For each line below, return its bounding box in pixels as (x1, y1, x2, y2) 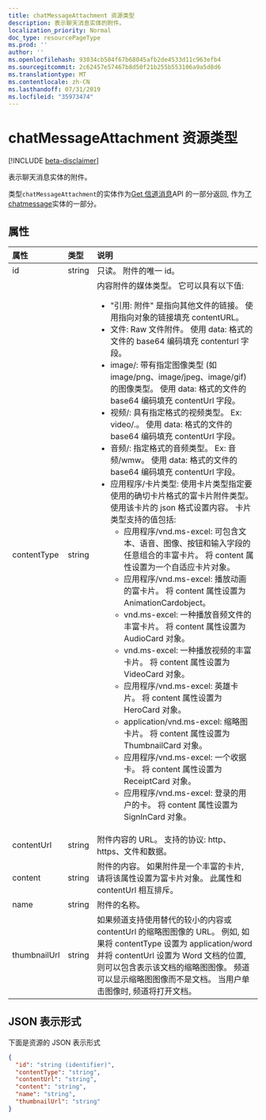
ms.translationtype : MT (8, 71, 87, 78)
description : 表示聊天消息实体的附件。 (8, 19, 125, 27)
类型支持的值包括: (110, 514, 177, 525)
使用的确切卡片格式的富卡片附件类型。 (110, 491, 253, 501)
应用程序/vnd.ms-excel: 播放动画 (123, 574, 247, 584)
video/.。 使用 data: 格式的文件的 (110, 419, 233, 430)
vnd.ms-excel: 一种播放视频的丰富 (123, 645, 252, 656)
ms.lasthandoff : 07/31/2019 (8, 85, 101, 94)
